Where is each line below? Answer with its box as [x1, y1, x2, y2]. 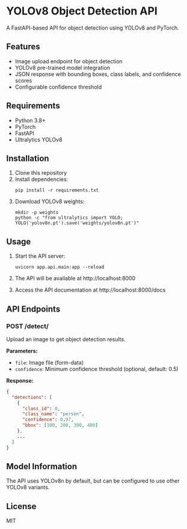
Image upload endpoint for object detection [14, 57, 123, 64]
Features [6, 42, 40, 52]
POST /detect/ [6, 322, 49, 330]
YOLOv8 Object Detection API [6, 4, 158, 18]
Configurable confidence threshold [14, 83, 102, 90]
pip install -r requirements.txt [14, 187, 99, 193]
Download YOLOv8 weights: [14, 198, 85, 205]
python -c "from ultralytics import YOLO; [14, 215, 123, 221]
